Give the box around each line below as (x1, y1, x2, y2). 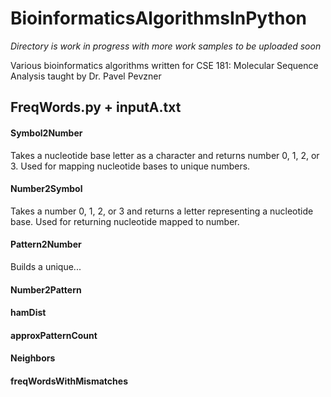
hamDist (10, 307, 47, 319)
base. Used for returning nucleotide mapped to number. (10, 215, 240, 227)
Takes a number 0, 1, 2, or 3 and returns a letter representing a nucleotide (10, 205, 314, 217)
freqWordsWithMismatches (10, 375, 128, 387)
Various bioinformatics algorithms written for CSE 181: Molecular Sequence (10, 59, 319, 71)
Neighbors (10, 352, 56, 364)
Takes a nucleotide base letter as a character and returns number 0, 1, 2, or (10, 149, 320, 161)
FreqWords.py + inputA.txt (10, 99, 182, 116)
